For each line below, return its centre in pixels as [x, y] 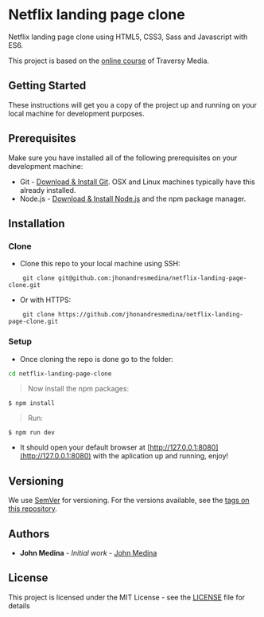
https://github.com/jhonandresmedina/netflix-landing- [151, 315]
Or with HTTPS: [45, 300]
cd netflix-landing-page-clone [60, 373]
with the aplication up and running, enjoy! [161, 456]
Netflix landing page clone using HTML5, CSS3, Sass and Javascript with [128, 37]
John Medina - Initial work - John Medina [88, 553]
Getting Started [47, 86]
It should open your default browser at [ [85, 447]
